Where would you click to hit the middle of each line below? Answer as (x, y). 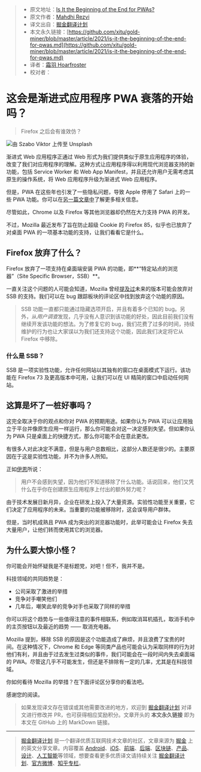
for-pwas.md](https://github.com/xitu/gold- (83, 45)
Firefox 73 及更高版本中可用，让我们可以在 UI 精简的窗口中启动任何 (100, 378)
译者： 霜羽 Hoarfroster (58, 65)
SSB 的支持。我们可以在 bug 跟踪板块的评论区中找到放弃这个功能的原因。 (97, 296)
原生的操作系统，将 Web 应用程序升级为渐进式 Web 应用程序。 (83, 179)
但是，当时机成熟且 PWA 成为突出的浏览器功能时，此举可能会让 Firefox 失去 (100, 522)
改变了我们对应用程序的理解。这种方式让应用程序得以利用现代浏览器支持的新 (100, 164)
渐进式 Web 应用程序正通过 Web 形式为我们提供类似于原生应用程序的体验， (99, 156)
